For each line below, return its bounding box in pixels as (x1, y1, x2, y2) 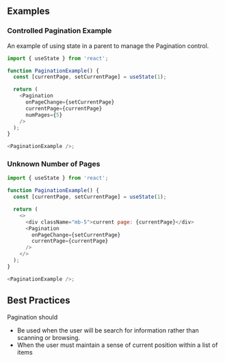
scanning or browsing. (16, 333, 81, 341)
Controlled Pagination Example (7, 26, 112, 36)
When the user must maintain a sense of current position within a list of (16, 341, 218, 349)
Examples (7, 5, 50, 17)
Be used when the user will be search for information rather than (16, 326, 200, 335)
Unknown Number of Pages (7, 159, 101, 169)
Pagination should (7, 313, 58, 321)
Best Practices (7, 295, 70, 306)
